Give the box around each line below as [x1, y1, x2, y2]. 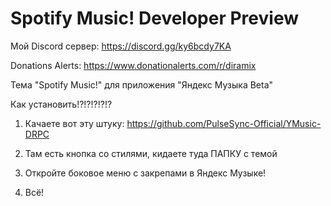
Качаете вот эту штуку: [24, 117, 125, 129]
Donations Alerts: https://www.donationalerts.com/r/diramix [10, 59, 257, 71]
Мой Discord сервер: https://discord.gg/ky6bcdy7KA [10, 40, 232, 52]
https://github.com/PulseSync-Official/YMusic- [126, 117, 322, 129]
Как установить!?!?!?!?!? [10, 98, 113, 110]
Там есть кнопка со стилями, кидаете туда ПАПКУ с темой [24, 147, 278, 159]
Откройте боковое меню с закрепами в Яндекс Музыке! [24, 167, 267, 179]
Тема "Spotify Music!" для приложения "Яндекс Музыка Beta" [10, 78, 274, 91]
